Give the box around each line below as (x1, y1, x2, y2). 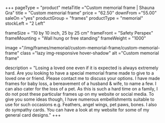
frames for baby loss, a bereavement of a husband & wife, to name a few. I (5, 81, 157, 86)
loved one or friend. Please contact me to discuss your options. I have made (5, 76, 160, 81)
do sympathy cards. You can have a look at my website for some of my (5, 107, 150, 113)
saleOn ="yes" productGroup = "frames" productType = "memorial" (5, 15, 143, 21)
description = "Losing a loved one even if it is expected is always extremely (5, 65, 159, 71)
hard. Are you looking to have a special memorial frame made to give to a (5, 70, 154, 76)
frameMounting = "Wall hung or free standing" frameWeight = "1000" (5, 35, 146, 41)
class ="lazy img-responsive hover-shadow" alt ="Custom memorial (20, 50, 159, 56)
